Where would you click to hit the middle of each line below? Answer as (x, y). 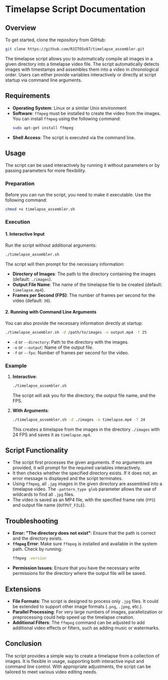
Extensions (23, 589)
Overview (21, 28)
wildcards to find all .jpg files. (43, 495)
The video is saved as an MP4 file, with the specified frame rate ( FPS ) (84, 500)
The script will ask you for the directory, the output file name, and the (84, 395)
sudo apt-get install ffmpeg (43, 128)
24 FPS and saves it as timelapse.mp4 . (52, 434)
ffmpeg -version (29, 558)
